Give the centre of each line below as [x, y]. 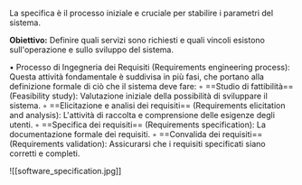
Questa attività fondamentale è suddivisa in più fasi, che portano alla [137, 77]
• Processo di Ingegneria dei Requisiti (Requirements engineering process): [150, 67]
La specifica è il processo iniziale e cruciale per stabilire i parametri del [142, 13]
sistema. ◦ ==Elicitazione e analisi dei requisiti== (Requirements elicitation [147, 106]
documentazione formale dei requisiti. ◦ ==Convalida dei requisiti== [136, 134]
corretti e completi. [45, 153]
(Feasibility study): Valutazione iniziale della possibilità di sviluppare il [139, 96]
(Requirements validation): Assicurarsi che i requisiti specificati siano [137, 144]
